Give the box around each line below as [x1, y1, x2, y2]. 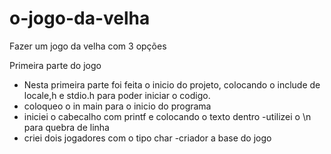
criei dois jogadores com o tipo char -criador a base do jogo [23, 132, 272, 144]
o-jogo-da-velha [9, 7, 151, 30]
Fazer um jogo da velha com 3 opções [9, 40, 167, 52]
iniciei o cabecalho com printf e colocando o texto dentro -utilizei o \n [23, 110, 312, 122]
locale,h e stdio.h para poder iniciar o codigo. [23, 89, 211, 101]
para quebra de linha [23, 121, 110, 133]
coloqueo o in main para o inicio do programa [23, 100, 212, 112]
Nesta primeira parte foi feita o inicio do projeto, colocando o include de [23, 78, 321, 91]
